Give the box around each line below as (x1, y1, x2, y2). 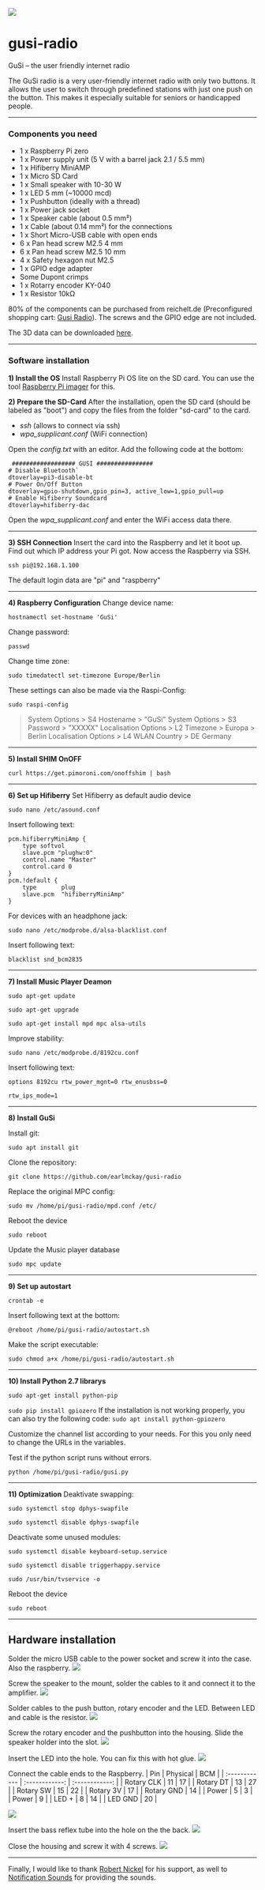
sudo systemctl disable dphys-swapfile (8, 1518, 140, 1527)
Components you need (8, 128, 98, 139)
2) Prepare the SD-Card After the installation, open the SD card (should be (8, 397, 251, 406)
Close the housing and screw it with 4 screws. (8, 1842, 159, 1851)
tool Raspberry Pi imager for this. (8, 382, 116, 391)
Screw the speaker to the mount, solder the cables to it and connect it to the (8, 1679, 256, 1689)
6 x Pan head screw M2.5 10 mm (19, 247, 126, 257)
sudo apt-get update (8, 992, 77, 1000)
